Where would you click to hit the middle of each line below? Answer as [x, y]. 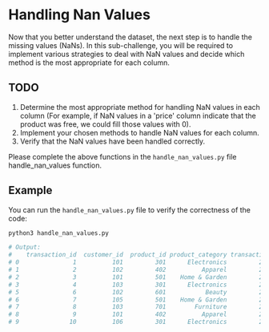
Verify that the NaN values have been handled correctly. [112, 141]
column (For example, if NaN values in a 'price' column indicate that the [138, 115]
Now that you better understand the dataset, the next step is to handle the [130, 37]
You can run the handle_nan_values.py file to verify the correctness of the [129, 209]
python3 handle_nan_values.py [59, 233]
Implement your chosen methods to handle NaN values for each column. [139, 132]
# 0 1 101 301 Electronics [118, 262]
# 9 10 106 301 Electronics [118, 322]
